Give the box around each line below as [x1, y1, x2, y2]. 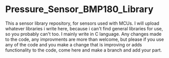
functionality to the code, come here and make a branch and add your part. [5, 47, 162, 53]
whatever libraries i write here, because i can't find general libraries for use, [5, 25, 163, 31]
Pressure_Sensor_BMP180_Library [5, 4, 154, 15]
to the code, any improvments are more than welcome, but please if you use [5, 36, 164, 42]
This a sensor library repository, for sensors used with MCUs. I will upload [5, 20, 159, 26]
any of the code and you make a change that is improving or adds [5, 41, 142, 47]
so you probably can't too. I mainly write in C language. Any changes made [5, 31, 162, 37]
